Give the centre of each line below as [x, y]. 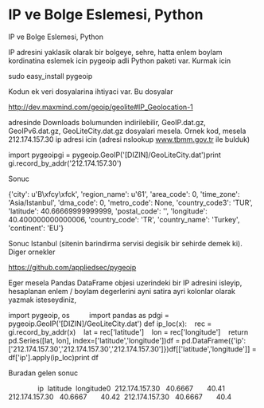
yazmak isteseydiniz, [43, 300]
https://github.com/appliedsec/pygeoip [72, 267]
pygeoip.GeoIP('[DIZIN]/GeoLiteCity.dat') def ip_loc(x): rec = [110, 324]
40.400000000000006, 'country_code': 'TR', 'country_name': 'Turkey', [124, 219]
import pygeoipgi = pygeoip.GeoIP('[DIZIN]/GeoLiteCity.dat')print [115, 155]
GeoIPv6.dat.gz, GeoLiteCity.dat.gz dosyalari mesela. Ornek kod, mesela [127, 131]
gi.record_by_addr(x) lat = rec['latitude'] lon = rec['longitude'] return [128, 331]
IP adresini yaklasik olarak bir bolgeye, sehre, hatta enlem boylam [115, 52]
